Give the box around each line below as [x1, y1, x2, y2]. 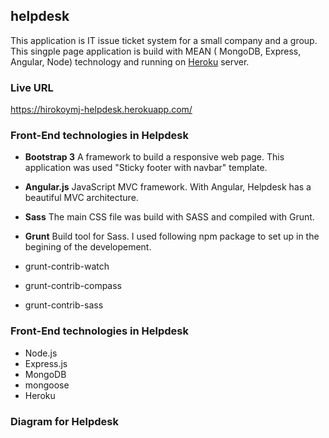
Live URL [10, 80, 54, 94]
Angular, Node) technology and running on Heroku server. [10, 55, 250, 68]
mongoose [24, 379, 70, 391]
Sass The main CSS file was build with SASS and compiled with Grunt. [24, 211, 315, 223]
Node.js [24, 347, 58, 359]
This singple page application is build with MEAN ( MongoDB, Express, [10, 45, 302, 57]
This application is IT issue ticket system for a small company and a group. [10, 34, 318, 46]
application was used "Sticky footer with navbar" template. [24, 162, 268, 174]
